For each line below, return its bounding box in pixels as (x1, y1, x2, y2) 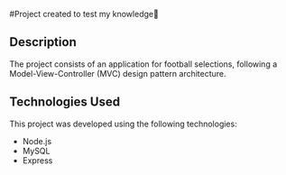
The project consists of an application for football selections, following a (9, 59, 278, 69)
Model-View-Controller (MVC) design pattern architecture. (9, 68, 227, 78)
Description (9, 34, 77, 50)
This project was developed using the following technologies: (9, 118, 237, 129)
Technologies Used (9, 95, 120, 110)
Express (22, 154, 53, 166)
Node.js (22, 135, 52, 146)
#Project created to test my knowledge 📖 (9, 9, 160, 19)
